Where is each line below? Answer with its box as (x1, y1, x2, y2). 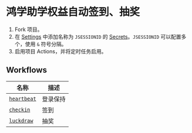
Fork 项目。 (14, 26, 43, 33)
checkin (9, 106, 31, 113)
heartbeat (9, 95, 36, 102)
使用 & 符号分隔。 (25, 40, 67, 47)
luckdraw (9, 117, 33, 124)
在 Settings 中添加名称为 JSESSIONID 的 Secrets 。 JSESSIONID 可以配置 (14, 33, 181, 40)
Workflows (6, 65, 47, 75)
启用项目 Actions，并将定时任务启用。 (14, 47, 107, 54)
